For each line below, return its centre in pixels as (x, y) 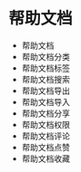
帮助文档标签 (46, 68)
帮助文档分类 (46, 56)
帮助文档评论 (46, 136)
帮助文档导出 (46, 91)
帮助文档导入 (46, 101)
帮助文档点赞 (46, 147)
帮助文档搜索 (46, 79)
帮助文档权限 (46, 124)
